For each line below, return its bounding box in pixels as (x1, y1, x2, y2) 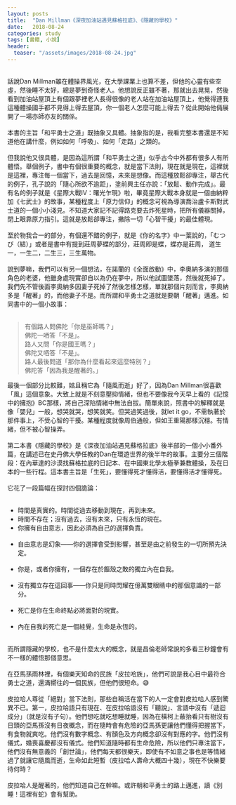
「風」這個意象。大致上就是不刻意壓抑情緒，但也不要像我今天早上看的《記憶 (7, 390, 229, 398)
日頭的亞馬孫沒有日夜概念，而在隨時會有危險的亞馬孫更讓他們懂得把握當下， (7, 721, 229, 729)
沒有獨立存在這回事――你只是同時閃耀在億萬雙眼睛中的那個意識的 (17, 580, 209, 590)
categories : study (7, 29, 61, 37)
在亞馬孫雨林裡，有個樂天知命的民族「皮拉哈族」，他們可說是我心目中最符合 (7, 670, 226, 678)
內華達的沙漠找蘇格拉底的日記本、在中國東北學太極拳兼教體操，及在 (25, 458, 223, 467)
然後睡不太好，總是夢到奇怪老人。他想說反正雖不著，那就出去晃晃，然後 (19, 86, 229, 94)
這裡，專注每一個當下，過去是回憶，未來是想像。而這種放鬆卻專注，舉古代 (13, 171, 229, 179)
